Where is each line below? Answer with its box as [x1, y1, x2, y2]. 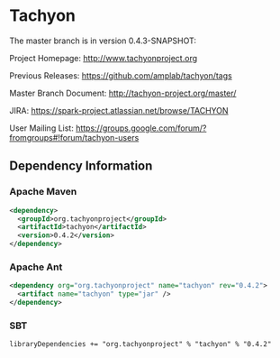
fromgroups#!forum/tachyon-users [9, 132, 140, 142]
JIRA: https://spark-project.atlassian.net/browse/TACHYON [9, 105, 229, 115]
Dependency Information [9, 159, 153, 174]
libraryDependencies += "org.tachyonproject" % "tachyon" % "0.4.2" [9, 340, 272, 349]
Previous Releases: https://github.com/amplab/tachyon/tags [9, 69, 232, 81]
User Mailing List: [9, 123, 74, 133]
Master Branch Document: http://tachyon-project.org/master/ [9, 87, 237, 98]
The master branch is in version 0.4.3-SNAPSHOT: [9, 35, 196, 46]
